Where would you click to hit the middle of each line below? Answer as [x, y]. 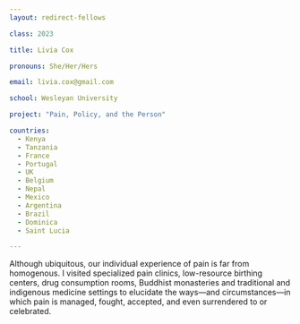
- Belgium [35, 181]
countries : [30, 131]
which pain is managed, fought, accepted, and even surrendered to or [138, 302]
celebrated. [30, 311]
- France [34, 156]
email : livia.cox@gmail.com [62, 82]
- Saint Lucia [43, 230]
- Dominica [38, 222]
